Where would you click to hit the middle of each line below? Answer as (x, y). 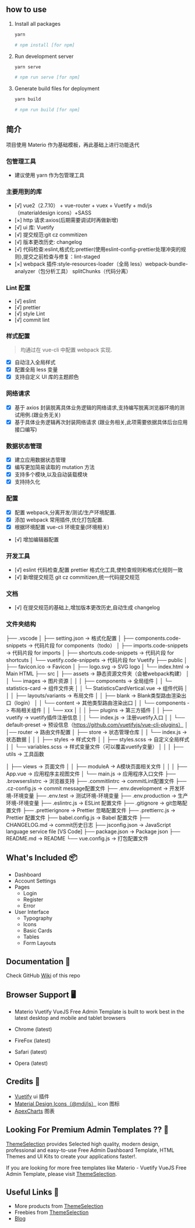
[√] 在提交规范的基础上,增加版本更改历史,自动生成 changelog (87, 608)
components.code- (158, 638)
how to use (26, 10)
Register (33, 899)
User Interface (32, 912)
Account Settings (35, 881)
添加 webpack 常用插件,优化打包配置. (59, 519)
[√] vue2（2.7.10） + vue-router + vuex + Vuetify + (75, 206)
